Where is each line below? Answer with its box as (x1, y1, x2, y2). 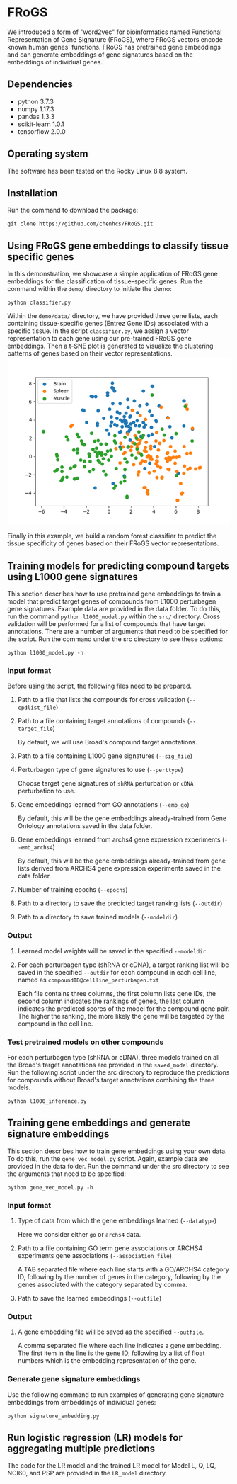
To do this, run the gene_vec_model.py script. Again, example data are (7, 1154, 209, 1162)
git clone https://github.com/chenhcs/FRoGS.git (7, 220, 154, 227)
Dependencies (7, 79, 73, 91)
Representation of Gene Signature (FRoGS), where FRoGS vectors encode (7, 35, 223, 43)
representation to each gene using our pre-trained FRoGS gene (7, 334, 192, 343)
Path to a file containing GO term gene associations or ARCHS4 (17, 1244, 203, 1252)
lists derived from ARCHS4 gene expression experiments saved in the (17, 864, 221, 873)
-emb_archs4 (17, 844, 53, 851)
